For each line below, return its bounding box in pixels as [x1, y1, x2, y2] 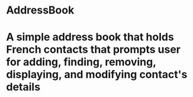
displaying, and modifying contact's [6, 68, 188, 81]
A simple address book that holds [6, 31, 175, 44]
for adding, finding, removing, [6, 55, 156, 69]
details [6, 81, 40, 94]
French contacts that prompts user [6, 43, 181, 56]
